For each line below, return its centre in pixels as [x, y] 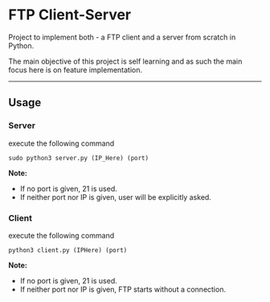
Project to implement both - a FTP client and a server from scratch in [122, 37]
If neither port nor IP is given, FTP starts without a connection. [123, 289]
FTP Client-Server [70, 15]
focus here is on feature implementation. [76, 69]
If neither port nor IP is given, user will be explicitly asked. [115, 197]
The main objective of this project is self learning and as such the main [125, 61]
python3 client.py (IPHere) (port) [68, 250]
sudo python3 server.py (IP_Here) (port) [79, 158]
